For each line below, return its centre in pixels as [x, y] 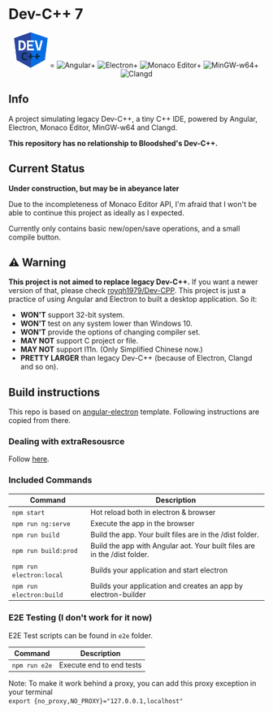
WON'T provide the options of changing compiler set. [110, 332]
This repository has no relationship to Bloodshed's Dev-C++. [113, 143]
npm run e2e [32, 666]
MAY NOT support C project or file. [79, 341]
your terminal [30, 692]
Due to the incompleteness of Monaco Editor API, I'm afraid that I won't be [133, 204]
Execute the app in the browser [143, 523]
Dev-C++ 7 [46, 14]
